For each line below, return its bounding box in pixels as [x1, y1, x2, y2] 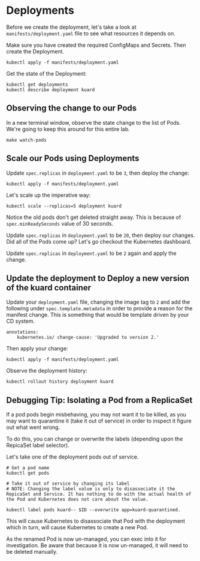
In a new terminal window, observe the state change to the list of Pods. [6, 119, 181, 126]
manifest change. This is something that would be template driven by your [6, 311, 189, 319]
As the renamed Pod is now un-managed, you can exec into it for [6, 535, 166, 543]
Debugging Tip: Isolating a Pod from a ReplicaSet [6, 395, 193, 405]
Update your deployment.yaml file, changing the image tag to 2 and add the [6, 298, 190, 306]
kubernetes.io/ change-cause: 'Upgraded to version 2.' [17, 334, 160, 341]
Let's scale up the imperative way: [6, 191, 91, 199]
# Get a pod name [6, 465, 50, 471]
